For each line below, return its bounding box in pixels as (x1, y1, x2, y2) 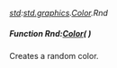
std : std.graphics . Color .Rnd (9, 8, 108, 18)
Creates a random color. (9, 50, 99, 61)
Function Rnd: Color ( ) (9, 28, 92, 38)
